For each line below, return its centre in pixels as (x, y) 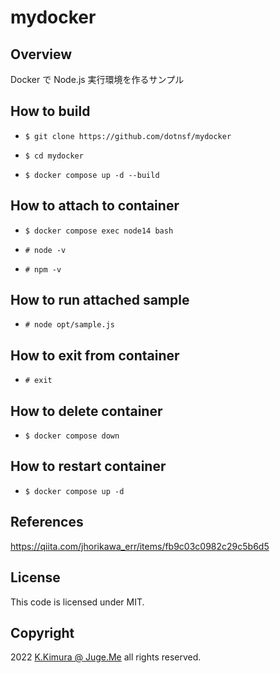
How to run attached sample (100, 300)
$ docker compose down (72, 436)
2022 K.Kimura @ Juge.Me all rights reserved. (106, 657)
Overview (41, 54)
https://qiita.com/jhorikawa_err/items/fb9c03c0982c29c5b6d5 (140, 546)
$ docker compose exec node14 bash (99, 231)
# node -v (45, 250)
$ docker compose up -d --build (92, 175)
